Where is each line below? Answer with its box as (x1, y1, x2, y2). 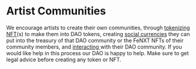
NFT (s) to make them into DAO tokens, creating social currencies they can (6, 30, 191, 37)
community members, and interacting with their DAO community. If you (6, 43, 182, 50)
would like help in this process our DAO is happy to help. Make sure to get (6, 49, 189, 56)
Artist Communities (6, 4, 106, 18)
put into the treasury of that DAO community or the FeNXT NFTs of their (6, 37, 184, 44)
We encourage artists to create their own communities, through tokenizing (6, 24, 191, 31)
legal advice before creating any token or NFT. (6, 56, 121, 63)
